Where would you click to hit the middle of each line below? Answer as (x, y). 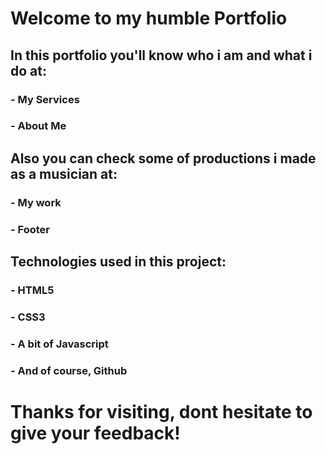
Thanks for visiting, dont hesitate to (161, 411)
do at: (28, 70)
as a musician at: (64, 173)
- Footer (30, 229)
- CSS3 (28, 317)
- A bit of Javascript (59, 344)
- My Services (45, 99)
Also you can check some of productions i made (163, 158)
